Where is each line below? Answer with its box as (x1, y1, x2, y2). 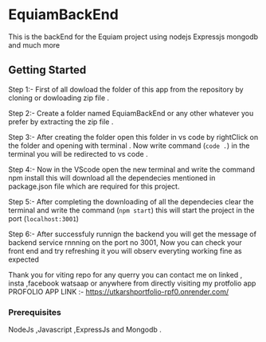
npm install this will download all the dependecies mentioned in (8, 173, 216, 182)
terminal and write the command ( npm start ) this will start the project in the (8, 205, 255, 215)
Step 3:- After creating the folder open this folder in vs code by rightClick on (8, 132, 259, 142)
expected (8, 255, 40, 264)
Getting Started (8, 64, 87, 77)
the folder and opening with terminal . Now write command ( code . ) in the (8, 141, 250, 150)
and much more (8, 40, 61, 49)
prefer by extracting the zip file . (8, 117, 114, 126)
